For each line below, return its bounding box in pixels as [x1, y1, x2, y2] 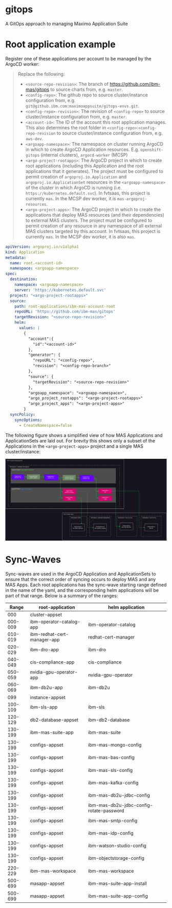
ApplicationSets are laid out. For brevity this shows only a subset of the [5, 437, 155, 443]
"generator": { [28, 353, 60, 358]
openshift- [140, 147, 164, 152]
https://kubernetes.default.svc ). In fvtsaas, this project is [25, 190, 150, 196]
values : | [18, 325, 40, 331]
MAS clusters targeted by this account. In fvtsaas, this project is [25, 228, 161, 234]
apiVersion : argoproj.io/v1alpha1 [5, 244, 79, 249]
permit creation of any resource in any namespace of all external [25, 222, 162, 229]
